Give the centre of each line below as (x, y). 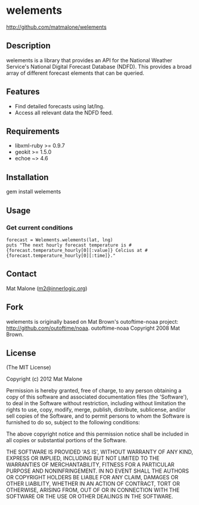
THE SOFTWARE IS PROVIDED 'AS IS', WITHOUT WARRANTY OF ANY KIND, (100, 452)
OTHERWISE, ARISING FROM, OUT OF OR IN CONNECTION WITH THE (93, 490)
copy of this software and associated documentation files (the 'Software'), (97, 397)
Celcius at (129, 250)
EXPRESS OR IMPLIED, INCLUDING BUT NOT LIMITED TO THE (83, 458)
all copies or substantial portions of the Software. (66, 440)
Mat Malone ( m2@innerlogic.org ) (47, 288)
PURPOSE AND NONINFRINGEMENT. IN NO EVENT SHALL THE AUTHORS (98, 471)
